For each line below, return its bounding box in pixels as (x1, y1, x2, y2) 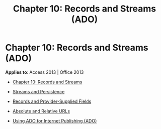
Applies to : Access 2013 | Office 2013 (5, 69, 84, 75)
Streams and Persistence (12, 88, 65, 94)
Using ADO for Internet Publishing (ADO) (12, 117, 97, 123)
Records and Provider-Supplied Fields (12, 98, 92, 104)
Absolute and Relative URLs (12, 108, 70, 114)
